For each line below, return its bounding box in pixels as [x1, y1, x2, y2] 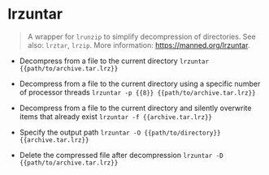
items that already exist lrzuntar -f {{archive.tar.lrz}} [19, 111, 213, 122]
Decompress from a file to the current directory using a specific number [19, 79, 261, 88]
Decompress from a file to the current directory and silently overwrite [19, 103, 252, 113]
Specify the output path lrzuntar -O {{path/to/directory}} [19, 127, 221, 137]
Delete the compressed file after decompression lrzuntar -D [19, 150, 224, 160]
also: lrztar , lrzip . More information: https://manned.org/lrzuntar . [27, 40, 250, 49]
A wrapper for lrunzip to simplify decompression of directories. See [27, 32, 257, 41]
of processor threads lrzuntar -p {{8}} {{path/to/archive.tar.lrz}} [19, 87, 256, 97]
